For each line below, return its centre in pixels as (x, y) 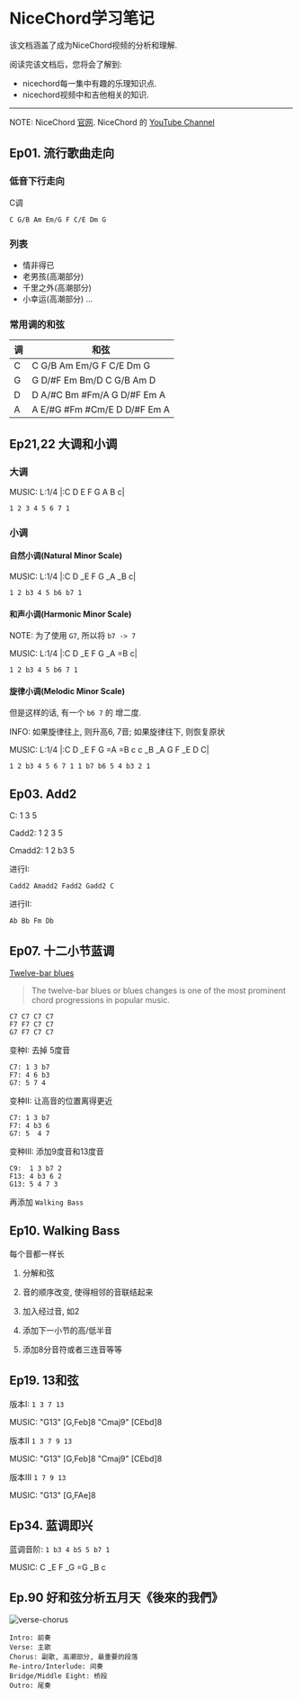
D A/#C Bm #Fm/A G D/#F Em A (99, 395)
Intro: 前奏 (30, 1638)
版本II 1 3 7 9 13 (41, 1441)
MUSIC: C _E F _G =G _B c (58, 1567)
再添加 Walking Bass (46, 1202)
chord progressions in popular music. (101, 1000)
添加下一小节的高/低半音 (67, 1330)
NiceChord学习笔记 (82, 18)
